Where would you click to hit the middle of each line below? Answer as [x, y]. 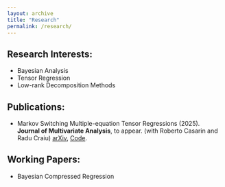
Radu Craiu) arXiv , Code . [52, 138]
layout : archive [30, 13]
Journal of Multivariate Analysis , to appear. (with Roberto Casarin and [117, 131]
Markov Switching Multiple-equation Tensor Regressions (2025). [108, 123]
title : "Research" [33, 20]
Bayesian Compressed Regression [66, 176]
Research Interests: [50, 54]
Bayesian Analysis [43, 71]
